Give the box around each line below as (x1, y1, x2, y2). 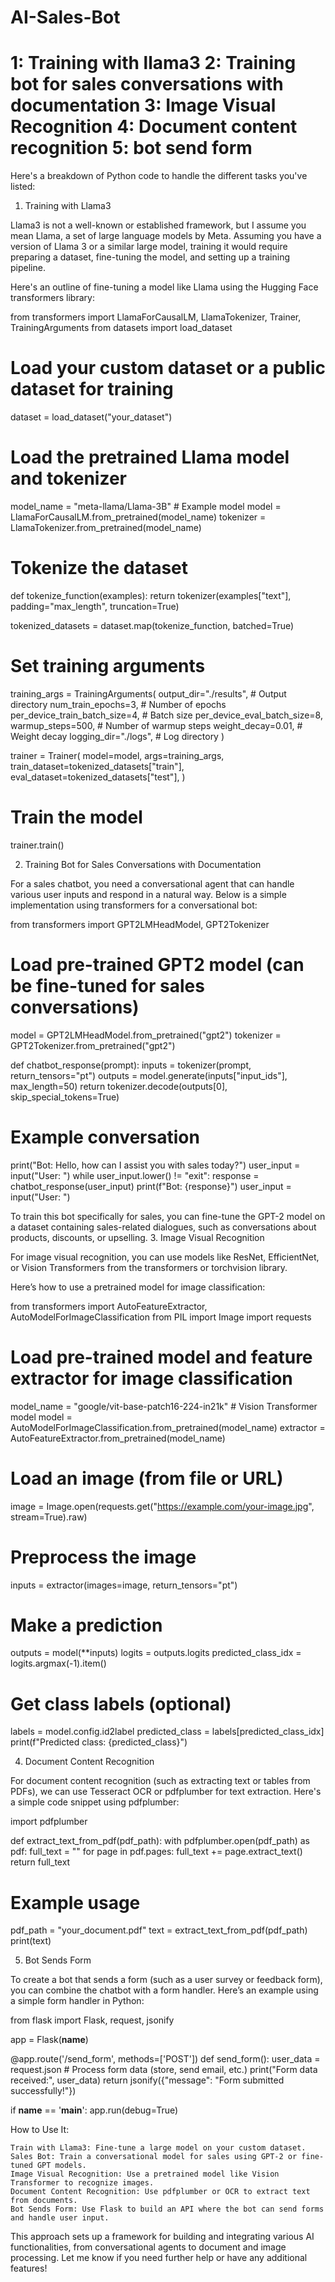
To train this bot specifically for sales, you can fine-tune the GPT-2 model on (10, 1210, 326, 1222)
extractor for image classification (10, 1367, 293, 1390)
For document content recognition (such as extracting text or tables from (10, 1775, 311, 1787)
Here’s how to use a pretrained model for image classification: (10, 1281, 266, 1293)
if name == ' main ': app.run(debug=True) (10, 2104, 179, 2116)
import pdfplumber (10, 1816, 88, 1828)
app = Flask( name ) (10, 2034, 89, 2046)
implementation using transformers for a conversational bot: (10, 899, 258, 911)
